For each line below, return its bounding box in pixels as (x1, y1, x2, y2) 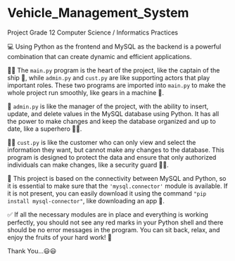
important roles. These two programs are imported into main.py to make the (7, 81, 227, 89)
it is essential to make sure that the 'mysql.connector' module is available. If (7, 182, 228, 190)
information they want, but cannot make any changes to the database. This (7, 146, 225, 154)
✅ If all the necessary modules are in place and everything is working (7, 210, 209, 219)
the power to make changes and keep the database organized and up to (7, 117, 216, 125)
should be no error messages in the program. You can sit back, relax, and (7, 225, 220, 234)
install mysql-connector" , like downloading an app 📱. (7, 196, 165, 205)
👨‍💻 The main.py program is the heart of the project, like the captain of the (7, 65, 220, 75)
